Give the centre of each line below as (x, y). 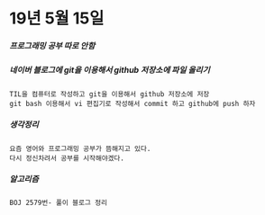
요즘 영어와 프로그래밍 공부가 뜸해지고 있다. (80, 148)
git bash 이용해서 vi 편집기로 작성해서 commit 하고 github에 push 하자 (132, 103)
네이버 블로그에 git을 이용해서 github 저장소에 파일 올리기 (110, 70)
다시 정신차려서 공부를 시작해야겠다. (67, 158)
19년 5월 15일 (57, 18)
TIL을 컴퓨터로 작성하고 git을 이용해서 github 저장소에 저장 (110, 94)
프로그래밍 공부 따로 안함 (52, 45)
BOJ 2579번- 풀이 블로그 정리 (59, 203)
